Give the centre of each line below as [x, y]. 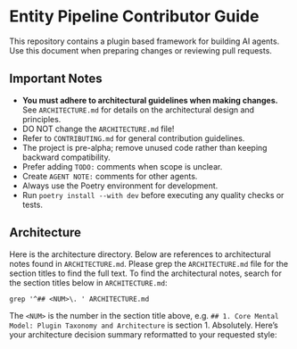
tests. [32, 204]
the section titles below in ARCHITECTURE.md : [88, 282]
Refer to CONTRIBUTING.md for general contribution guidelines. [133, 138]
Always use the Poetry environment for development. [120, 186]
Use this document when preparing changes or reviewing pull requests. [140, 50]
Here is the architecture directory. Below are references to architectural [140, 254]
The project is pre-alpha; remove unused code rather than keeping [144, 147]
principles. [41, 119]
